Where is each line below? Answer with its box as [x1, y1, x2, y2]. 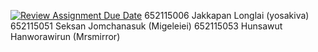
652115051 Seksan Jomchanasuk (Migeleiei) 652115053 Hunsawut [10, 20, 283, 32]
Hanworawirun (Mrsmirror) [10, 31, 121, 42]
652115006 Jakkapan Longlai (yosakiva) [144, 10, 310, 21]
